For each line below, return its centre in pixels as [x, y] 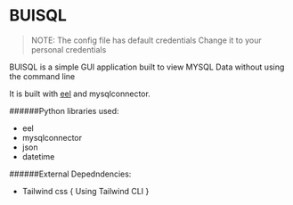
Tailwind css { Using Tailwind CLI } [85, 191]
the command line [42, 76]
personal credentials [69, 49]
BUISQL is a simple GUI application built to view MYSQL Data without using [147, 67]
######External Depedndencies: [70, 174]
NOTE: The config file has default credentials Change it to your [146, 40]
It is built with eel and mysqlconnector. [80, 94]
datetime [38, 156]
